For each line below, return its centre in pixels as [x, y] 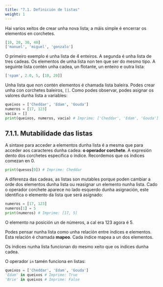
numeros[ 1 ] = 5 [21, 209]
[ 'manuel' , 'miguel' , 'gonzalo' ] [39, 47]
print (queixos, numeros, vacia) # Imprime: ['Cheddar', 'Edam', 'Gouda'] [82, 118]
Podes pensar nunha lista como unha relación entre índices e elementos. [78, 232]
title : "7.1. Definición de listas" [42, 10]
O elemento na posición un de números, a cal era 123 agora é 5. [69, 222]
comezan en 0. [20, 161]
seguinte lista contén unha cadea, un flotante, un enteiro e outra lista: [75, 67]
